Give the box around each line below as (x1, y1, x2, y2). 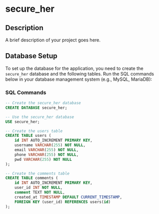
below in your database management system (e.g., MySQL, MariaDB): (5, 76, 152, 82)
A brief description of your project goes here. (5, 37, 101, 43)
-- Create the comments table (5, 171, 70, 176)
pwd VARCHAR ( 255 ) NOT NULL (14, 157, 72, 162)
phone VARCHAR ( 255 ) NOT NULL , (14, 152, 79, 157)
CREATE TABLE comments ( (5, 176, 58, 181)
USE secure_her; (5, 119, 40, 124)
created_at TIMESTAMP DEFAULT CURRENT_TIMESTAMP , (14, 195, 123, 200)
